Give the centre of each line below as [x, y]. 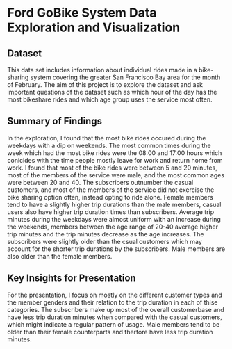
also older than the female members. [60, 256]
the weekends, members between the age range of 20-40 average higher [113, 227]
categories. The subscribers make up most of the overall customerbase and [116, 309]
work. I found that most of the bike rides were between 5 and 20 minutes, [112, 168]
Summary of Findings [55, 121]
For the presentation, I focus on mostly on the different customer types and [115, 295]
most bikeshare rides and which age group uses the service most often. [110, 99]
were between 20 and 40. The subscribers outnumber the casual [100, 182]
